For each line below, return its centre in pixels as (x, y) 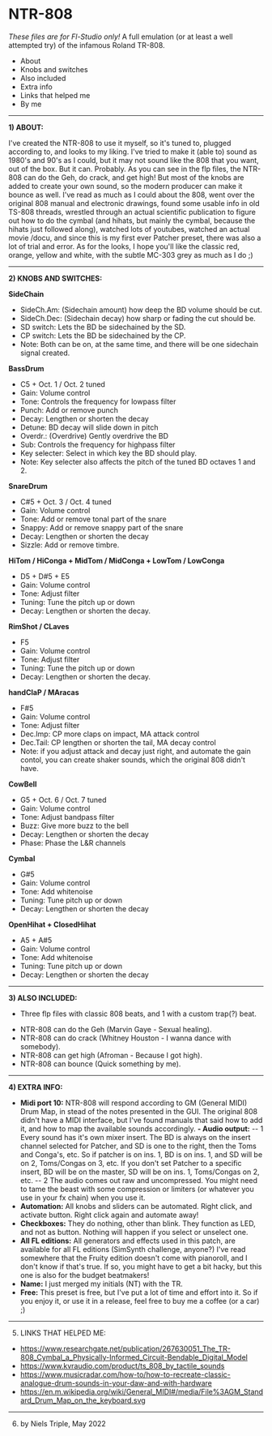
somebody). (40, 1046)
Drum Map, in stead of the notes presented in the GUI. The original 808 (138, 1111)
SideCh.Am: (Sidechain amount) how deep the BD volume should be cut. (141, 310)
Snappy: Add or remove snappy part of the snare (102, 527)
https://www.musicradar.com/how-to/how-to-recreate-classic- (125, 1374)
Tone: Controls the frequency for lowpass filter (98, 401)
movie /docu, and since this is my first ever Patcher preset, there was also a (135, 238)
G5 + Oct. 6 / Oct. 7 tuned (63, 799)
